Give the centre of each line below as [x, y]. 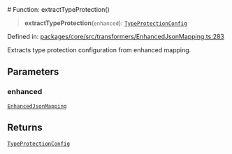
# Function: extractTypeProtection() [58, 9]
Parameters [33, 72]
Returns [25, 128]
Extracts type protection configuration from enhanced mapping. [99, 50]
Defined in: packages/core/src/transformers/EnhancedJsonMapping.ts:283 [116, 37]
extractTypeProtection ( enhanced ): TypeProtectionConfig [106, 23]
